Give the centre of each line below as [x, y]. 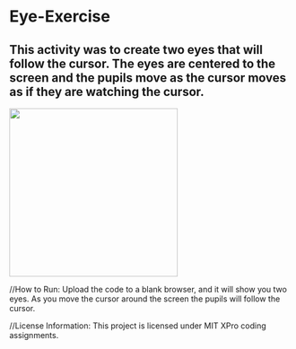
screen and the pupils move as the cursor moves [148, 78]
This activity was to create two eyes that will [136, 50]
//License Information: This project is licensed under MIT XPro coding [138, 326]
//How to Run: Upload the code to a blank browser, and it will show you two [148, 289]
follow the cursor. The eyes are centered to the [143, 63]
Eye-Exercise [60, 17]
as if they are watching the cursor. [107, 92]
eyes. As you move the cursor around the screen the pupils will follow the [145, 299]
